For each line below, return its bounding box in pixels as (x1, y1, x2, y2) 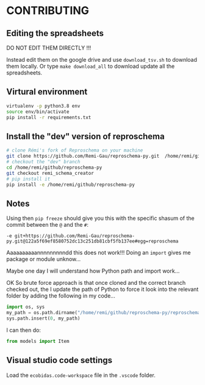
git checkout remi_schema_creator (6, 170, 95, 176)
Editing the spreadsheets (6, 28, 104, 38)
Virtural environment (6, 87, 88, 97)
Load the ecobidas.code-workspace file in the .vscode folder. (6, 371, 156, 379)
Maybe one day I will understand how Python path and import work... (6, 267, 180, 275)
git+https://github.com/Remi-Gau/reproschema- (14, 233, 135, 239)
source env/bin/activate (6, 108, 70, 115)
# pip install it (6, 175, 51, 182)
